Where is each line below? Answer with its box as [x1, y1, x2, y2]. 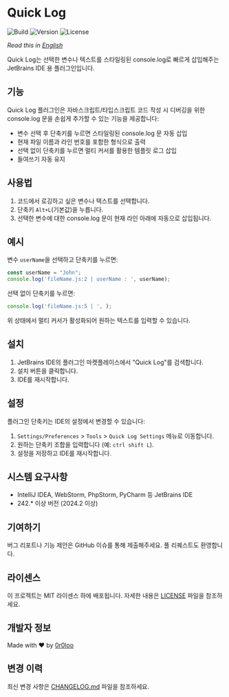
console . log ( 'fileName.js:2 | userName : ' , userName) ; [7, 276, 171, 283]
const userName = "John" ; [7, 269, 81, 277]
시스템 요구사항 [7, 471, 68, 483]
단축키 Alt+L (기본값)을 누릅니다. [17, 205, 104, 213]
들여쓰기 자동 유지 [17, 155, 65, 163]
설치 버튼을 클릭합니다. [17, 366, 78, 375]
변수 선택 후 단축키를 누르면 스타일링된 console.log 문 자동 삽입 [17, 129, 188, 137]
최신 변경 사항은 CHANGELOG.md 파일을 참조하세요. [7, 682, 150, 691]
